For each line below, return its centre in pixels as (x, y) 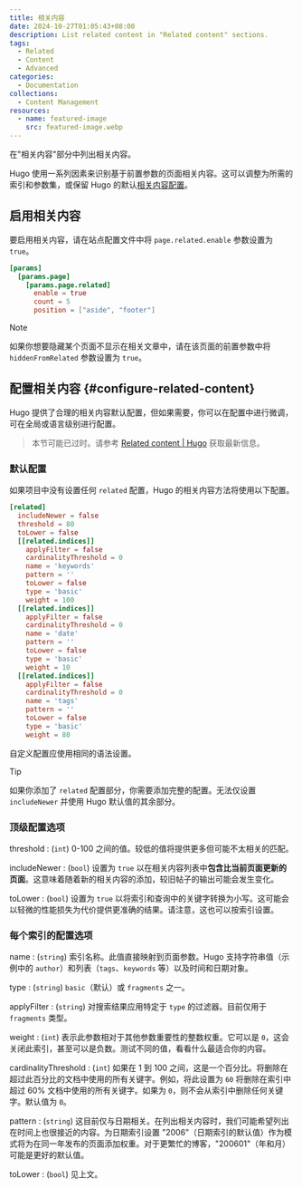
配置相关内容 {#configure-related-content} (132, 389)
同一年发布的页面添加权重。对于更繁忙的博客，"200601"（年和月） (165, 1144)
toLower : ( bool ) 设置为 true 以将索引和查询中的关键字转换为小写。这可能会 (149, 898)
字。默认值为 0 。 (41, 1102)
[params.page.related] (68, 285)
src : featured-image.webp (75, 128)
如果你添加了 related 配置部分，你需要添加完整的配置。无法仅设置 (132, 790)
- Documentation (48, 85)
